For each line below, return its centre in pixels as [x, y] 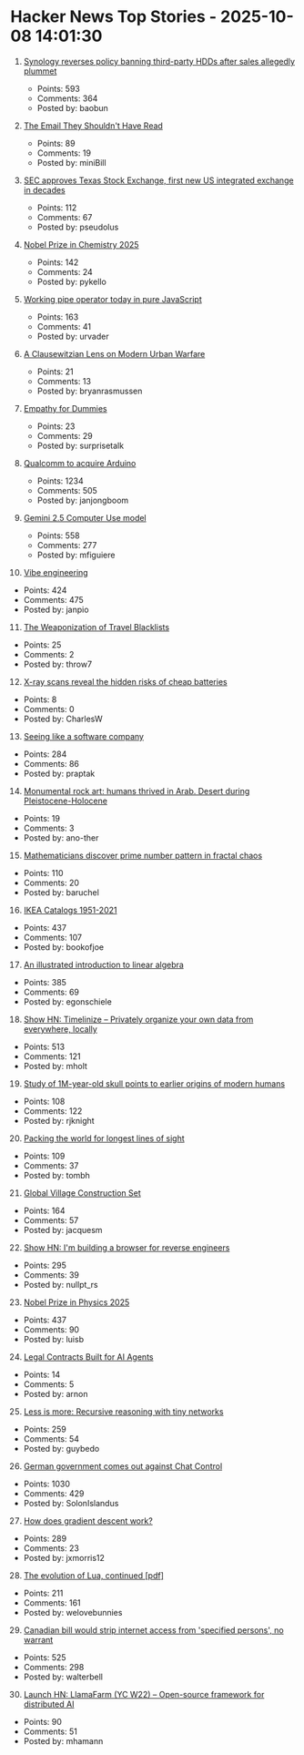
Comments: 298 [54, 1667]
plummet [40, 71]
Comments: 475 [54, 599]
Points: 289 [45, 1538]
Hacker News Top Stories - [114, 17]
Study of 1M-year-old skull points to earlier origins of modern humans [154, 1083]
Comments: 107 [53, 937]
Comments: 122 [53, 1111]
